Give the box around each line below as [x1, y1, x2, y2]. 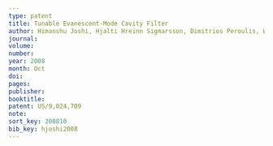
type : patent [8, 11, 53, 20]
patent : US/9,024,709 [8, 102, 82, 110]
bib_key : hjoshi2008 [8, 125, 79, 133]
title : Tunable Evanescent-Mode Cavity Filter [8, 19, 169, 28]
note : [8, 110, 27, 118]
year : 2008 [8, 58, 45, 66]
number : [8, 49, 35, 58]
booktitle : [8, 95, 45, 103]
